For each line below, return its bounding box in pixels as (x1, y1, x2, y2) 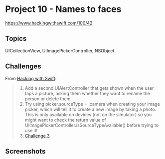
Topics (5, 34, 27, 43)
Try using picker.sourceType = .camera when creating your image (24, 101, 161, 107)
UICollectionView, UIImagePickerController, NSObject (5, 47, 115, 53)
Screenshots (5, 147, 46, 156)
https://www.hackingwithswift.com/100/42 (5, 20, 93, 26)
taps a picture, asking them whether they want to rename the (24, 90, 151, 96)
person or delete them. (24, 96, 72, 102)
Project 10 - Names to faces (5, 3, 122, 15)
